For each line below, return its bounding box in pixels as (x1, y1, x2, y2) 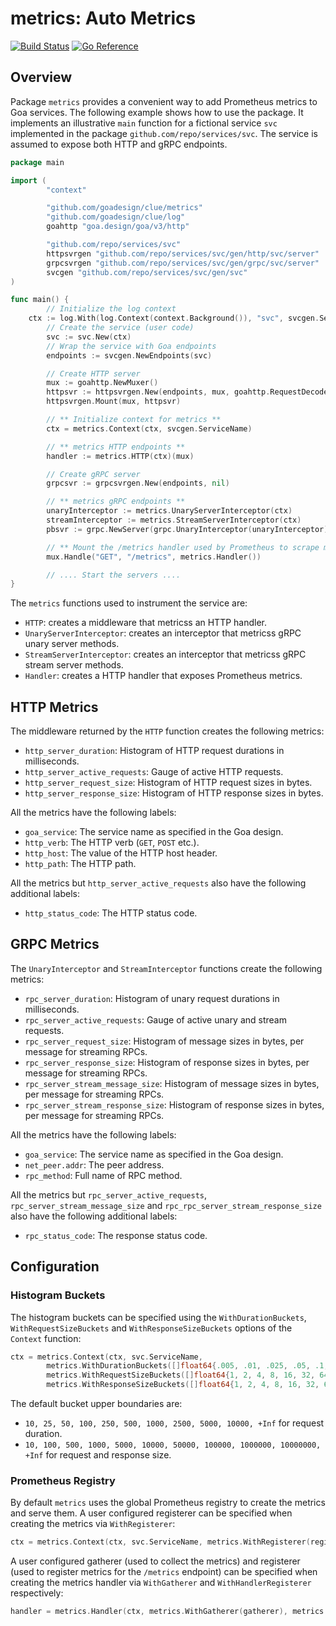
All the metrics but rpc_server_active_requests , (10, 1188, 208, 1201)
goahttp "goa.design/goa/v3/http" (46, 222, 190, 232)
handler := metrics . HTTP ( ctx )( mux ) (46, 451, 195, 461)
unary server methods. (24, 638, 120, 650)
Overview (10, 69, 73, 86)
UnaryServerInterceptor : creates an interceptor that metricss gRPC (24, 627, 302, 639)
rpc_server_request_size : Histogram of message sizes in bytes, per (24, 1035, 305, 1047)
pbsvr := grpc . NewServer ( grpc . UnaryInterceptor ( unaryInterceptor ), (46, 524, 333, 534)
